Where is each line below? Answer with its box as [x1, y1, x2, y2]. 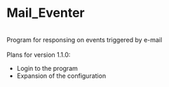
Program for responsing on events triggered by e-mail [6, 35, 163, 43]
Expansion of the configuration [16, 72, 107, 80]
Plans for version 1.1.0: [6, 51, 71, 59]
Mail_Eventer [6, 5, 85, 21]
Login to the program [16, 64, 79, 72]
